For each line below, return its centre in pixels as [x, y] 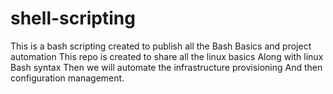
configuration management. [67, 78]
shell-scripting [73, 18]
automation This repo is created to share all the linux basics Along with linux [167, 56]
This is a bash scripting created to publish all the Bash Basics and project [161, 46]
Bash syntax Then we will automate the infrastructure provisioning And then [166, 67]
